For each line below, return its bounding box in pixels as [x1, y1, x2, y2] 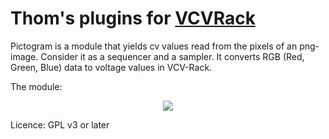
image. [10, 50, 39, 62]
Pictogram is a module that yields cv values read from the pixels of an [10, 40, 298, 52]
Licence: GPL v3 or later [10, 118, 110, 131]
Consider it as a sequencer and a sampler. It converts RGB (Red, [40, 50, 305, 62]
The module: [10, 80, 63, 92]
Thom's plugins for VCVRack [10, 7, 256, 30]
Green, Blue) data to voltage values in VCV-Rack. [10, 61, 213, 73]
